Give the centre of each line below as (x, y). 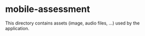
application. (17, 28)
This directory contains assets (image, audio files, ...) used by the (72, 23)
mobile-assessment (47, 9)
